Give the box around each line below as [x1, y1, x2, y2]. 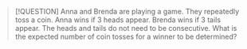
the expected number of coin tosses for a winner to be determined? [14, 32, 237, 41]
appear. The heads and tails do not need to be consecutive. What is [14, 24, 237, 32]
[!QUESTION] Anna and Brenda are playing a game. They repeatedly [14, 7, 240, 16]
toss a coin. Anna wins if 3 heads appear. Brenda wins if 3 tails [14, 15, 221, 24]
